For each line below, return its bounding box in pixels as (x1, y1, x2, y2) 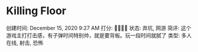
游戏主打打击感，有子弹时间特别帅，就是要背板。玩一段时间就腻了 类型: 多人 (6, 31, 192, 39)
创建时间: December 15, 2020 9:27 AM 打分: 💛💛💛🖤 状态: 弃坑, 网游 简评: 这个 (6, 24, 191, 31)
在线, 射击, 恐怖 (6, 39, 43, 46)
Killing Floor (6, 4, 67, 18)
